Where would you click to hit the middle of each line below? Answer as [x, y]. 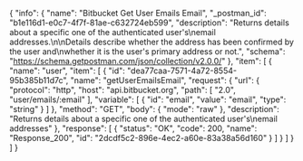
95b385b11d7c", [39, 80]
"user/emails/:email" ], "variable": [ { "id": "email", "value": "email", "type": [148, 99]
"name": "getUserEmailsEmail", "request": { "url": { [165, 80]
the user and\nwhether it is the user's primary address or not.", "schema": [147, 52]
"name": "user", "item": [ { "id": [67, 71]
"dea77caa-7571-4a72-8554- [182, 71]
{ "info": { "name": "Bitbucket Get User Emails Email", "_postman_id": [138, 13]
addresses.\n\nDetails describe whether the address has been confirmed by [152, 42]
